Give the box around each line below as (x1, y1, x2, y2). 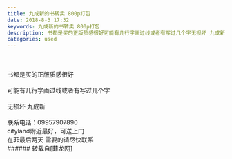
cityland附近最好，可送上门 (7, 127, 85, 135)
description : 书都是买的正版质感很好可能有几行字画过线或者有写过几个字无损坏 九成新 (7, 29, 226, 37)
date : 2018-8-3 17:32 (7, 17, 70, 24)
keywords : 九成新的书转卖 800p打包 (7, 23, 100, 30)
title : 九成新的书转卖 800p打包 (7, 10, 91, 17)
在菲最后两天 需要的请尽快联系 (7, 135, 94, 144)
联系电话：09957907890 (7, 118, 78, 127)
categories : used (7, 36, 57, 43)
